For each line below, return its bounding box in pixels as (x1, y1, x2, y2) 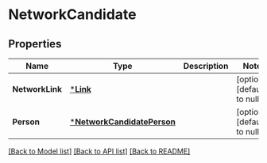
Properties (8, 37, 62, 51)
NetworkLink (12, 84, 62, 94)
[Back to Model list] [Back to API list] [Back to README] (8, 146, 191, 156)
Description (183, 61, 229, 71)
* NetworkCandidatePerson (69, 116, 176, 127)
